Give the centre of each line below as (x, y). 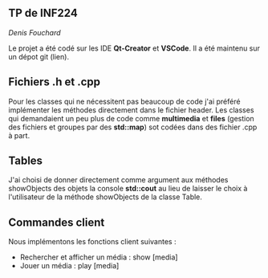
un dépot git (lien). (39, 56)
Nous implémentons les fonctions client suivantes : (92, 242)
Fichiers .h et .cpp (55, 82)
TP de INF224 (43, 13)
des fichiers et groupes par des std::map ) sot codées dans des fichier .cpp (133, 127)
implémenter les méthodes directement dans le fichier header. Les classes (131, 110)
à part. (19, 135)
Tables (25, 161)
